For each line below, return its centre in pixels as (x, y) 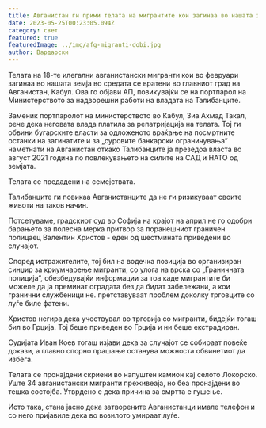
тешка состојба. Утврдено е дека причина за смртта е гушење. (116, 392)
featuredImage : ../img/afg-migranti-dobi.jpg (84, 45)
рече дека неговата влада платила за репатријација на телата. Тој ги (125, 124)
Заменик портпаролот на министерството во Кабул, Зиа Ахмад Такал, (127, 115)
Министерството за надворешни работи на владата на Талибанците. (125, 100)
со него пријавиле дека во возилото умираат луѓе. (94, 415)
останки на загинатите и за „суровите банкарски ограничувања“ (118, 141)
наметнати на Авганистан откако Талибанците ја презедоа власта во (125, 149)
